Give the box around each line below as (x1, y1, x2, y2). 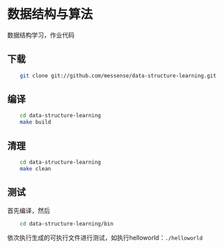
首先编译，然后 (7, 206, 50, 214)
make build (20, 119, 52, 126)
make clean (20, 165, 52, 172)
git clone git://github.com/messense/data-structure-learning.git (20, 72, 217, 79)
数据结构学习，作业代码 (7, 31, 75, 39)
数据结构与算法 (7, 6, 93, 22)
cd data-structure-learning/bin (20, 220, 114, 227)
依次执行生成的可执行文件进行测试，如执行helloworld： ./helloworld (7, 233, 203, 242)
